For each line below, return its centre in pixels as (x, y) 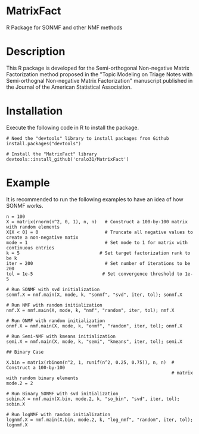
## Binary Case (25, 352)
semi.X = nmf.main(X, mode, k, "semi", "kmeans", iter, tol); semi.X (94, 341)
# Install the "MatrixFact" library (52, 154)
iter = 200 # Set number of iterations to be (98, 263)
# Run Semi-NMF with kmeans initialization (61, 336)
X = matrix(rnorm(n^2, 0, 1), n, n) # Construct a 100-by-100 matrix (97, 221)
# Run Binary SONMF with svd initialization (62, 394)
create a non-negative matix (42, 237)
